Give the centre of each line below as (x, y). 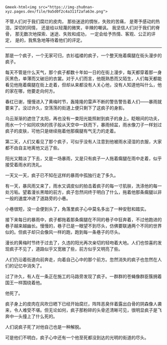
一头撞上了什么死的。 (36, 316)
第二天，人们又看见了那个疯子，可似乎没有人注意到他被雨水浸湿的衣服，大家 (83, 142)
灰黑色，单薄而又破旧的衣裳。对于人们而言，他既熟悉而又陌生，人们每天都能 (83, 78)
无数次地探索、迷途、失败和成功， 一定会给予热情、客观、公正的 (85, 34)
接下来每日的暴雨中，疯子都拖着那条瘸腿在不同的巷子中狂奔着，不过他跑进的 (83, 219)
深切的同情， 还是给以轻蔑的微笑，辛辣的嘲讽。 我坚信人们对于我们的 (84, 28)
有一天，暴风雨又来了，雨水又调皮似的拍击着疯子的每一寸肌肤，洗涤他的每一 (83, 186)
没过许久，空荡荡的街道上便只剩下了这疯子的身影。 (75, 108)
